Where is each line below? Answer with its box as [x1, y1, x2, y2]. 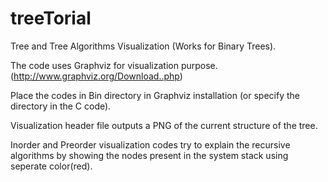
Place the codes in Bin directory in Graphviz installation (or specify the [10, 89, 300, 101]
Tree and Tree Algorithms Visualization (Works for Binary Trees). [10, 40, 277, 52]
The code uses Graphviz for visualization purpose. [10, 59, 218, 71]
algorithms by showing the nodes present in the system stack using [10, 149, 289, 161]
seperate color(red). [10, 160, 93, 172]
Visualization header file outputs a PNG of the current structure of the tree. [10, 119, 318, 131]
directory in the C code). [10, 100, 112, 112]
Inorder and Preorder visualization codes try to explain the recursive [10, 138, 291, 151]
